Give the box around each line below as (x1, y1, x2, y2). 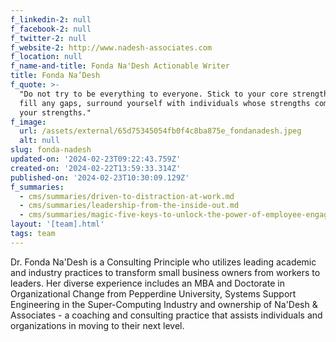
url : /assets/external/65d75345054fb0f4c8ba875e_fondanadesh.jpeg (19, 126, 302, 136)
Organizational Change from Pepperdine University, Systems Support (10, 287, 297, 300)
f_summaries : (10, 182, 65, 192)
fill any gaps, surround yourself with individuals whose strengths (19, 98, 311, 108)
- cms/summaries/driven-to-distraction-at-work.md (19, 191, 235, 201)
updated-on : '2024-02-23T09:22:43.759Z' (10, 154, 182, 164)
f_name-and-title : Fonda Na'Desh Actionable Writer (10, 61, 230, 71)
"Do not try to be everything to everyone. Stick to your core (19, 89, 288, 99)
